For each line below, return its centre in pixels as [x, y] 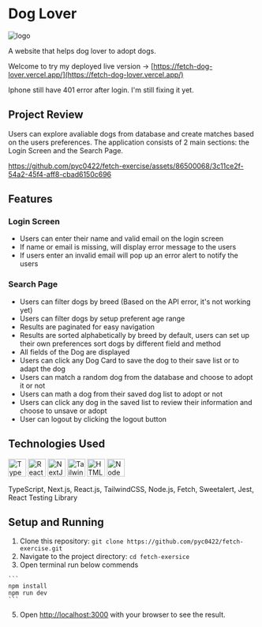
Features [30, 199]
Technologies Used [56, 444]
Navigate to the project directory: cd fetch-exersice [105, 557]
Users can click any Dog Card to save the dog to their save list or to [129, 360]
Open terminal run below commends [79, 565]
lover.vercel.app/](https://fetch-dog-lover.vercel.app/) [96, 74]
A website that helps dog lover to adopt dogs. [82, 51]
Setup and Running [56, 522]
